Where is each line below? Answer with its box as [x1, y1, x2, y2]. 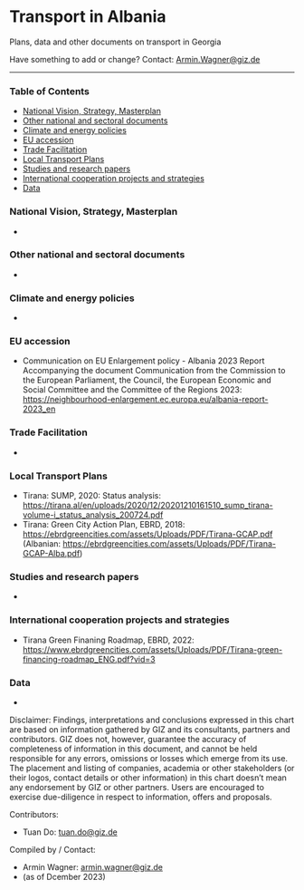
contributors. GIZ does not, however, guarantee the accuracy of [9, 733, 247, 744]
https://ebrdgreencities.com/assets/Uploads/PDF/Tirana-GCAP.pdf [22, 528, 273, 540]
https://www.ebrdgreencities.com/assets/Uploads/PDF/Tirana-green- [22, 643, 283, 654]
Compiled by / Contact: [9, 844, 97, 855]
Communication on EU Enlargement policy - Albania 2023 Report [22, 355, 265, 366]
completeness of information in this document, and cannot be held [9, 743, 258, 754]
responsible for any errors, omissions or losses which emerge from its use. [9, 752, 288, 763]
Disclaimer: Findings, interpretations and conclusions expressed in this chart [9, 714, 295, 725]
